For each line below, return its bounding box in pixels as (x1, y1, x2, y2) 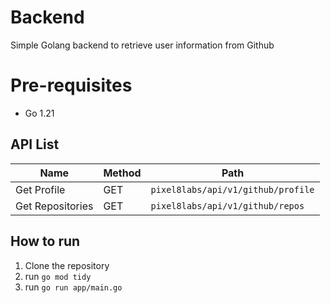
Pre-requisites (10, 74, 133, 97)
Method (103, 166, 142, 180)
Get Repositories (15, 199, 94, 213)
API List (10, 136, 60, 153)
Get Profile (15, 182, 66, 196)
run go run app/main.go (24, 281, 123, 293)
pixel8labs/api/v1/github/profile (150, 184, 315, 195)
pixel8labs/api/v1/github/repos (150, 200, 305, 211)
